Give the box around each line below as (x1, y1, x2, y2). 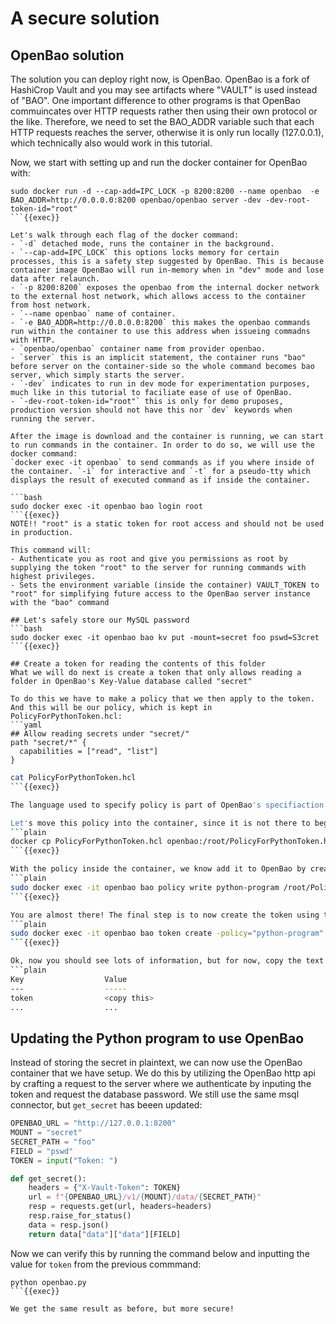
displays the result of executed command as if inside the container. (10, 475, 311, 485)
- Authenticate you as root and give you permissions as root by (10, 554, 288, 564)
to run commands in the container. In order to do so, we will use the (10, 440, 315, 450)
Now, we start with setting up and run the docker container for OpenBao (10, 157, 308, 168)
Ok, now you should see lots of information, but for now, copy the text (10, 956, 325, 966)
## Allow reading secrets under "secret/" (10, 729, 190, 739)
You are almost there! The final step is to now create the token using (10, 910, 320, 920)
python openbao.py (10, 1277, 87, 1287)
